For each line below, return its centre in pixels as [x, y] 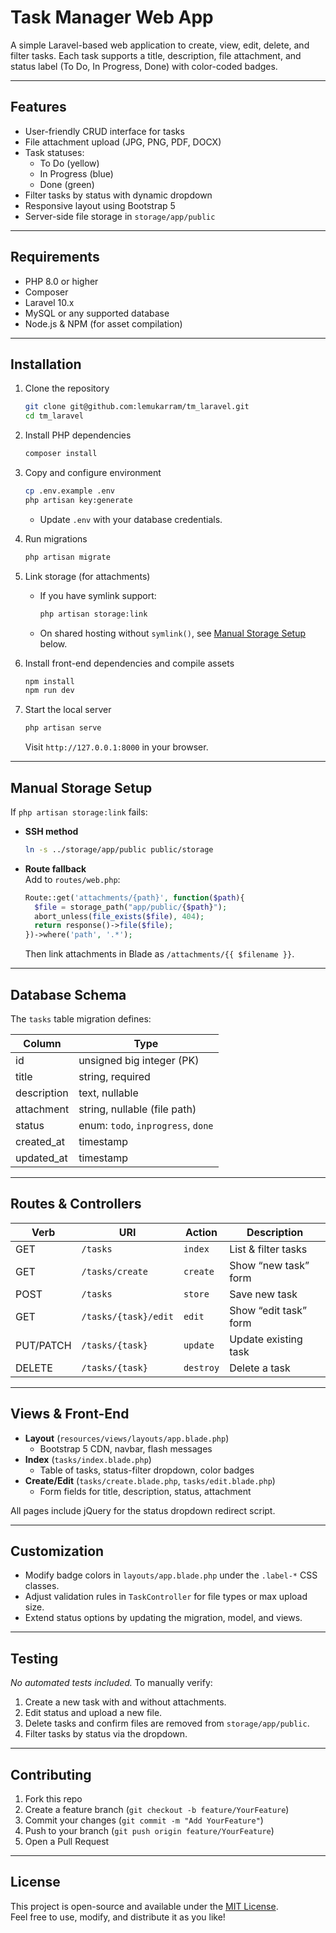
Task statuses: [54, 152]
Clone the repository [67, 388]
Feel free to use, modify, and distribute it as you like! [118, 1917]
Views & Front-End [70, 1414]
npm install [49, 681]
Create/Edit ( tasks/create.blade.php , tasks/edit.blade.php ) [150, 1480]
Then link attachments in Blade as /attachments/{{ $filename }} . [159, 954]
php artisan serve [63, 728]
